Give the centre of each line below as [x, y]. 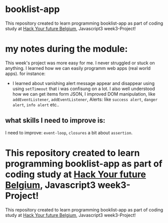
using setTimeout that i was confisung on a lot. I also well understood [84, 89]
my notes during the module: [66, 49]
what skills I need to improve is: [55, 121]
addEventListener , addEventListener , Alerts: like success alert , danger [85, 99]
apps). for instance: [25, 73]
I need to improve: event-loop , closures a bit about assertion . [69, 132]
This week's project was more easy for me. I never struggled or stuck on [80, 63]
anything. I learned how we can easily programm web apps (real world [78, 68]
